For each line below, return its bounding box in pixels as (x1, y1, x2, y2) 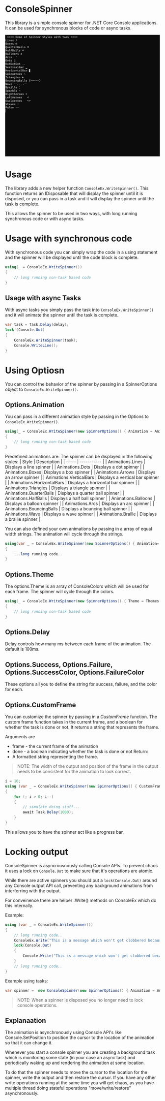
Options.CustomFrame (5, 700, 76, 709)
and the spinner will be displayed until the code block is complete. (5, 254, 139, 260)
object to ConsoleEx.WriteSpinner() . (5, 386, 79, 392)
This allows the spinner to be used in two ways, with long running (5, 211, 137, 217)
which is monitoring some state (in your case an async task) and (5, 1055, 136, 1061)
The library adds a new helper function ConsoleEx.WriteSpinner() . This (5, 186, 149, 191)
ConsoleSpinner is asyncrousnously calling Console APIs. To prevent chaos (5, 862, 158, 868)
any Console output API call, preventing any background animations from (5, 882, 153, 888)
